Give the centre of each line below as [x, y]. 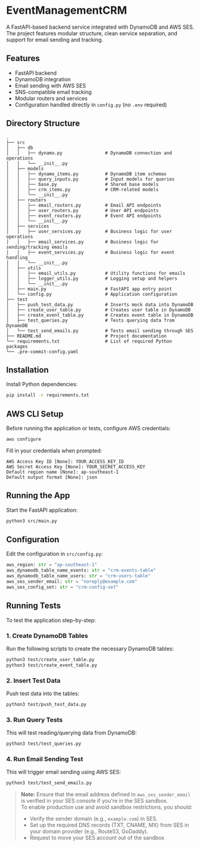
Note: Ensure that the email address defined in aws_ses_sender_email [106, 794]
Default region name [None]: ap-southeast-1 [62, 472]
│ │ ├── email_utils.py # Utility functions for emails [96, 273]
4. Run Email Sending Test [45, 759]
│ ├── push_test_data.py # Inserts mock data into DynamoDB [100, 305]
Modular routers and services [51, 98]
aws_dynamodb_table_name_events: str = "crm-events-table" [81, 571]
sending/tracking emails [37, 247]
